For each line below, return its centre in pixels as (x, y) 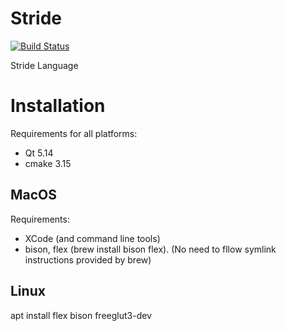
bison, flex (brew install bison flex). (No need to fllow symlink (150, 249)
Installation (58, 106)
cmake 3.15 (48, 163)
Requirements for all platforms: (74, 133)
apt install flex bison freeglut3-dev (81, 315)
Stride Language (44, 65)
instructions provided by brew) (88, 259)
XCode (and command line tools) (92, 238)
